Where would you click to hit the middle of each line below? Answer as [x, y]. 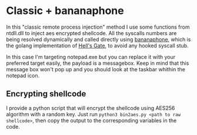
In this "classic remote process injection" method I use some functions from [98, 27]
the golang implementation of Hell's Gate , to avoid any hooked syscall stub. [98, 46]
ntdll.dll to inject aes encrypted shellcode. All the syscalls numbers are [91, 33]
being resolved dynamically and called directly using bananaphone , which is [98, 39]
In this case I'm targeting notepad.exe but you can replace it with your [91, 57]
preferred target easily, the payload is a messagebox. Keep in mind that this [98, 63]
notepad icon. [23, 75]
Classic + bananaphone [65, 11]
